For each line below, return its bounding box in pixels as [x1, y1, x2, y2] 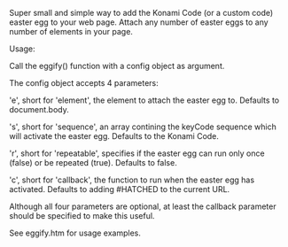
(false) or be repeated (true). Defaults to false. [9, 158, 177, 167]
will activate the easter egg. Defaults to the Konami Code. [9, 131, 220, 141]
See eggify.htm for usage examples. [9, 228, 142, 238]
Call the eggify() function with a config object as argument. [9, 61, 225, 71]
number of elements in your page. [9, 27, 133, 36]
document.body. [9, 104, 69, 114]
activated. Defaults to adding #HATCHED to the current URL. [9, 184, 230, 194]
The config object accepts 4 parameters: [9, 78, 159, 88]
